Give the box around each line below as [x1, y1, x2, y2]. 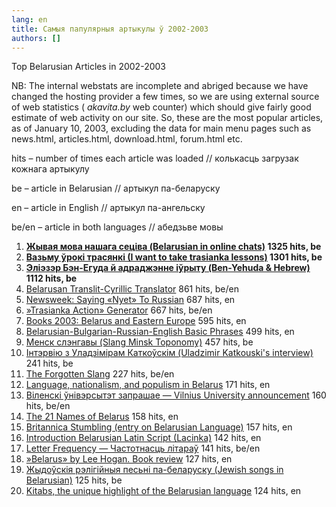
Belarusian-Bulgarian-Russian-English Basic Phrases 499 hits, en [25, 326, 295, 338]
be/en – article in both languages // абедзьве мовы [11, 221, 224, 233]
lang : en [11, 14, 48, 25]
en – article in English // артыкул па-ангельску [11, 202, 206, 214]
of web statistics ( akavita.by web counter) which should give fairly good [11, 101, 312, 113]
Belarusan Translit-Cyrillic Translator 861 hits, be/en [25, 283, 239, 295]
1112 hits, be [25, 272, 78, 285]
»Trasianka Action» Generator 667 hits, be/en [25, 304, 213, 316]
